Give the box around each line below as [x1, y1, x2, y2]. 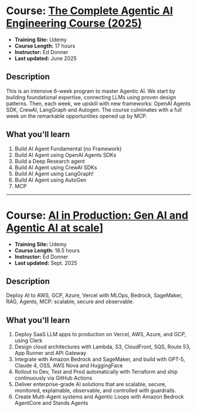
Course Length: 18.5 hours [14, 247, 80, 254]
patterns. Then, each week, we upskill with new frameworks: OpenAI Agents [6, 100, 191, 107]
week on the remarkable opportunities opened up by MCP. [6, 112, 148, 119]
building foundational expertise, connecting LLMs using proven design [6, 93, 176, 101]
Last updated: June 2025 [14, 55, 77, 62]
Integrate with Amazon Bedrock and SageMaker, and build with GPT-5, [14, 356, 186, 363]
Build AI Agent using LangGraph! [14, 170, 94, 177]
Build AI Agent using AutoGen [14, 176, 87, 183]
